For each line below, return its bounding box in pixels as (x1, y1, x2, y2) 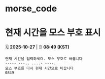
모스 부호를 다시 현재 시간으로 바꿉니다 (5, 66, 74, 71)
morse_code (5, 3, 57, 14)
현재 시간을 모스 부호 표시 (5, 27, 101, 39)
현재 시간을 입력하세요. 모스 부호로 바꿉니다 (5, 56, 83, 62)
